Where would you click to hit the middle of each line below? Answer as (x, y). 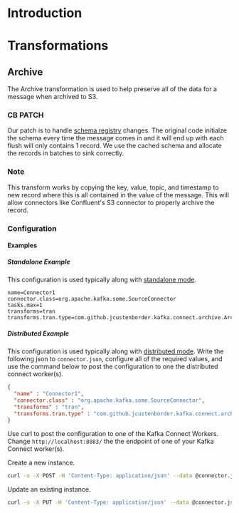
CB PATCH (26, 115)
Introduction (45, 13)
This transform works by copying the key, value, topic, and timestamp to (113, 187)
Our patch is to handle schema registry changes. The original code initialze (117, 130)
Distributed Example (38, 333)
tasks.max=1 (25, 305)
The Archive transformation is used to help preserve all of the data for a (112, 89)
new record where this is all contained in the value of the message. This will (118, 195)
